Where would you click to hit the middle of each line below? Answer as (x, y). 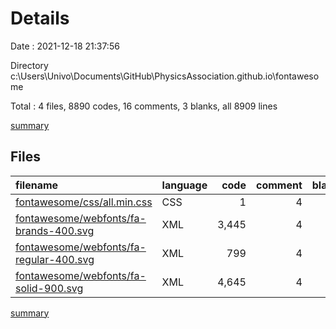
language (184, 185)
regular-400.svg (55, 259)
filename (37, 185)
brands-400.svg (55, 230)
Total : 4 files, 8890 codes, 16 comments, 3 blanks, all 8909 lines (144, 106)
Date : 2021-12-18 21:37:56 (65, 46)
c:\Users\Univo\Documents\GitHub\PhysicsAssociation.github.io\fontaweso (165, 76)
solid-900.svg (49, 288)
